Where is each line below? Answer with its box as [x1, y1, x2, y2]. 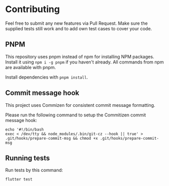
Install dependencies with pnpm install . [5, 74, 88, 80]
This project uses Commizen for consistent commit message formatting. [5, 102, 155, 108]
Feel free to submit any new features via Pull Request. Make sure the [5, 20, 148, 26]
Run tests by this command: [5, 167, 63, 173]
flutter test [5, 177, 33, 182]
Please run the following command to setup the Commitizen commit [5, 112, 146, 118]
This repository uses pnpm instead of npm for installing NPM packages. [5, 53, 154, 59]
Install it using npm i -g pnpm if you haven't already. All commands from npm [5, 59, 164, 65]
